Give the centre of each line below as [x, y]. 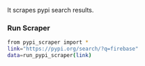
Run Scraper [29, 28]
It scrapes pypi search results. [51, 10]
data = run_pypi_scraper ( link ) [49, 56]
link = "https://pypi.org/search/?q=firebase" [73, 49]
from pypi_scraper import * [48, 42]
